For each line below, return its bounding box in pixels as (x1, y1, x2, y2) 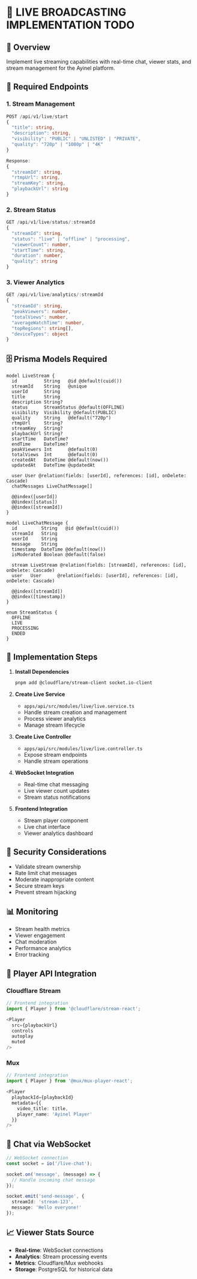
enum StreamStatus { (6, 609, 58, 615)
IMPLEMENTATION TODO (6, 18, 135, 32)
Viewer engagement (14, 932, 65, 939)
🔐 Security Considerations (6, 847, 107, 857)
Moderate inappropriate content (14, 876, 94, 883)
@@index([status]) (11, 499, 58, 505)
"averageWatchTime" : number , (11, 320, 85, 326)
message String (11, 541, 58, 548)
